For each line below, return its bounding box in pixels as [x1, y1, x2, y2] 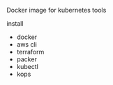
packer [16, 55, 38, 63]
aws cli [16, 40, 38, 48]
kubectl [16, 63, 39, 70]
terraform [16, 48, 45, 56]
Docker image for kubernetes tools [6, 6, 107, 14]
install [6, 20, 24, 27]
